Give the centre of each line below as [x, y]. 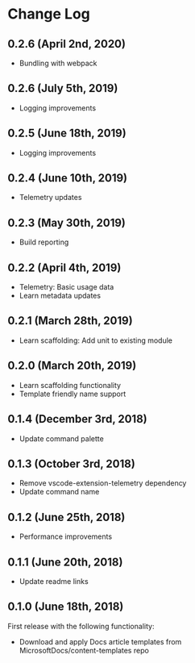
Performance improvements [66, 536]
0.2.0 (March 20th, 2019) [72, 366]
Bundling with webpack [58, 63]
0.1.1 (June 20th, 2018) [65, 562]
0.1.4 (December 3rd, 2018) [77, 419]
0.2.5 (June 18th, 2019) [67, 133]
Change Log [49, 14]
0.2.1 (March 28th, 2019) [71, 321]
